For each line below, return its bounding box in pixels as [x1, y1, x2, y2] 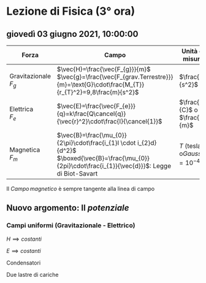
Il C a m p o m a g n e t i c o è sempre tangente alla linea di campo [6, 185, 155, 192]
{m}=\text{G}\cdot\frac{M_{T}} [56, 80, 145, 88]
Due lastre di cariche [6, 271, 59, 278]
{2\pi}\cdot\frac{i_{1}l [56, 139, 120, 147]
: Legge [149, 161, 172, 170]
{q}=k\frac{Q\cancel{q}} [56, 109, 126, 118]
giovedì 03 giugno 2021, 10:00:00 [6, 29, 139, 39]
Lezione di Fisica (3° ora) [6, 4, 135, 18]
